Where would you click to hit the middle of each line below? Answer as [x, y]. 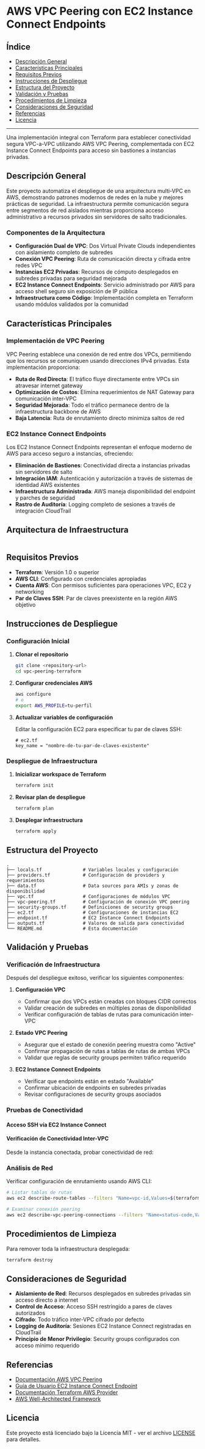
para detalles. [23, 1439]
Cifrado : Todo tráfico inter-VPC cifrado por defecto [80, 1319]
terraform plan [34, 808]
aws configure [33, 695]
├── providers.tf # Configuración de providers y [86, 875]
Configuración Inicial [38, 641]
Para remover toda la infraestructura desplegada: [68, 1249]
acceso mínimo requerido [47, 1346]
